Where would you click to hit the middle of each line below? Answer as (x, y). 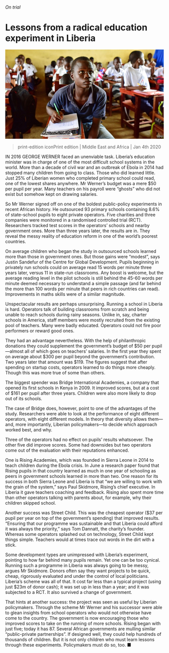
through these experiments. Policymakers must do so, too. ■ (68, 645)
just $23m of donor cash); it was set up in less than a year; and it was (77, 587)
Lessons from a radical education (76, 27)
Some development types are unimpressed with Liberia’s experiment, (77, 555)
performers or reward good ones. (40, 331)
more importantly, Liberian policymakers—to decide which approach (86, 424)
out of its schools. (24, 399)
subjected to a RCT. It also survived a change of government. (69, 592)
